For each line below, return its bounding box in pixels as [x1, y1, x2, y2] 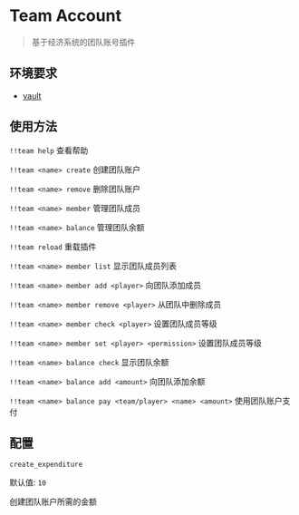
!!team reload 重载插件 [9, 241, 97, 252]
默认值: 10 [9, 477, 47, 488]
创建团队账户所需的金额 [9, 496, 97, 508]
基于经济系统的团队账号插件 [31, 36, 136, 47]
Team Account [9, 5, 122, 26]
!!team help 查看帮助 [9, 144, 89, 155]
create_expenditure [9, 460, 83, 470]
